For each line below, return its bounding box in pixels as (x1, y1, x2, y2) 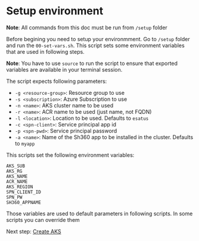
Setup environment (6, 4, 104, 18)
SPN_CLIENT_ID (6, 189, 42, 195)
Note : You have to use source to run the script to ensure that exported (6, 60, 178, 67)
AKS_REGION (6, 184, 33, 190)
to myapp (14, 140, 35, 147)
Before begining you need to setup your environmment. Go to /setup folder (6, 35, 190, 42)
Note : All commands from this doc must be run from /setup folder (6, 24, 168, 31)
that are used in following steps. (6, 48, 85, 55)
